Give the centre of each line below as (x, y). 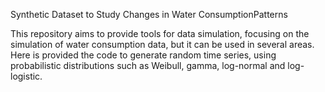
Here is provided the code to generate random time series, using (143, 55)
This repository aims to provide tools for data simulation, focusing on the (160, 33)
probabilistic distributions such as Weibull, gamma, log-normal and (148, 65)
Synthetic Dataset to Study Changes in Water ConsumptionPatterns (149, 14)
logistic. (26, 76)
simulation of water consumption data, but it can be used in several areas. (162, 44)
